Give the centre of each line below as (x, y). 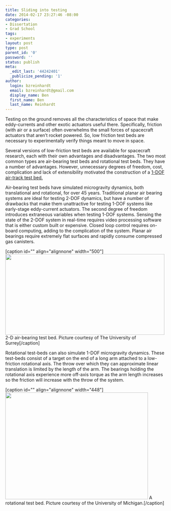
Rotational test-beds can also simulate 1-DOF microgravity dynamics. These (85, 353)
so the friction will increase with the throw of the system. (65, 380)
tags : (11, 34)
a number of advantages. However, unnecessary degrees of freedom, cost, (84, 167)
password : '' (19, 57)
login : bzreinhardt (31, 86)
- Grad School (20, 29)
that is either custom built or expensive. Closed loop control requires (77, 225)
